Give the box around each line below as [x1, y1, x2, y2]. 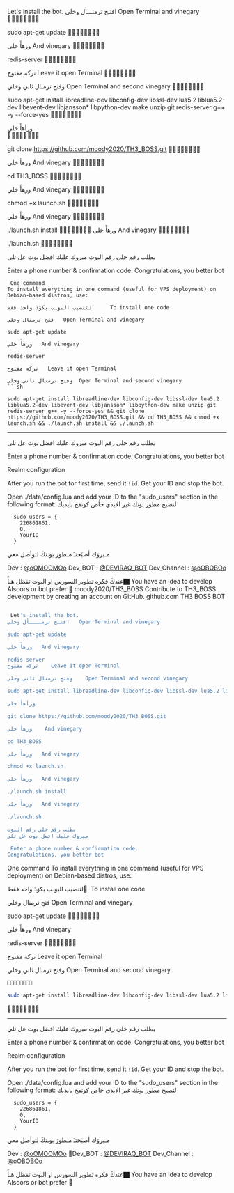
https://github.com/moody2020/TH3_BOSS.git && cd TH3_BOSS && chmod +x [7, 414, 219, 421]
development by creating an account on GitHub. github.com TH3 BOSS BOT [7, 593, 226, 600]
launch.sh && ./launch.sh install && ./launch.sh [7, 420, 155, 427]
